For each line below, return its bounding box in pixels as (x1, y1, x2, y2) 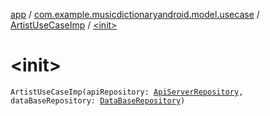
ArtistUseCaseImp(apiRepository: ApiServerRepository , (10, 87, 244, 97)
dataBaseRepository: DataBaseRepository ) (10, 95, 186, 106)
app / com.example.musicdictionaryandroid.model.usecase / (10, 9, 260, 20)
